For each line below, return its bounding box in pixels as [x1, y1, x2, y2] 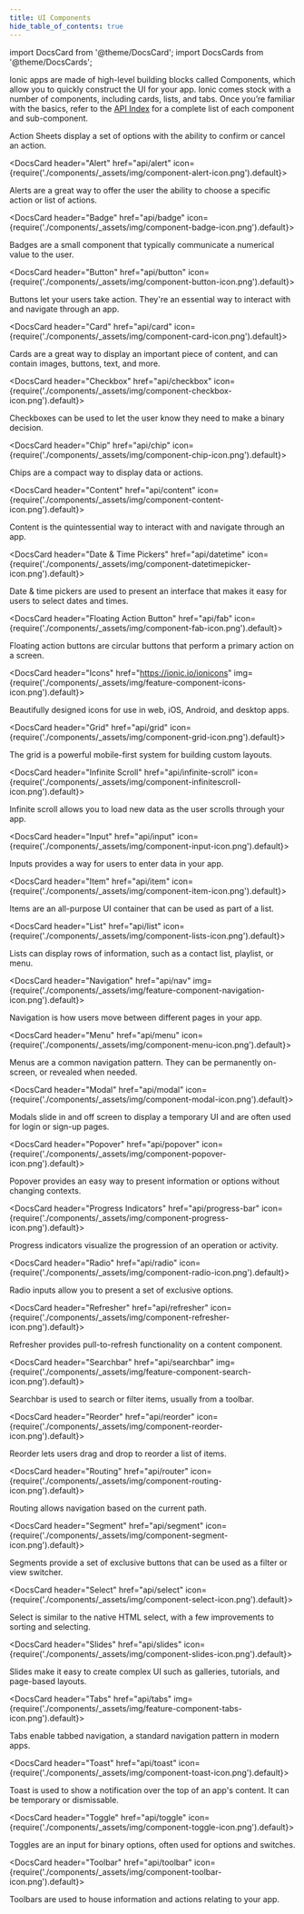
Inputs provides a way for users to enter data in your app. [9, 858, 224, 868]
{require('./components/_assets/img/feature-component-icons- [9, 677, 247, 688]
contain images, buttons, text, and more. [9, 358, 161, 369]
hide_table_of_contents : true [9, 22, 124, 31]
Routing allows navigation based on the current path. [9, 1502, 207, 1513]
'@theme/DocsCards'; [9, 56, 93, 67]
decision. [9, 421, 44, 432]
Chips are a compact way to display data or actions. [9, 467, 204, 478]
